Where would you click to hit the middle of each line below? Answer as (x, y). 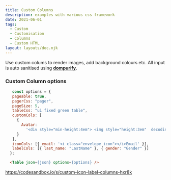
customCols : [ (27, 115)
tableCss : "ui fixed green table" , (50, 111)
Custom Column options (36, 81)
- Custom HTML (25, 43)
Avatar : (29, 125)
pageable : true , (29, 96)
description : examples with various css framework (60, 15)
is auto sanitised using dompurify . (41, 68)
